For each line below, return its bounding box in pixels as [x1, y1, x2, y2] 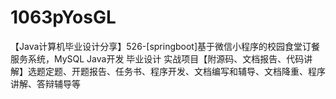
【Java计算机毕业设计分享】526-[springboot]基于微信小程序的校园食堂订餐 [10, 40, 321, 52]
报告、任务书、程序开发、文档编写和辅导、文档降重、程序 [88, 65, 326, 77]
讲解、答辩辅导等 [10, 77, 81, 90]
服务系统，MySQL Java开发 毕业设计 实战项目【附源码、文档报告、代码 [10, 52, 305, 65]
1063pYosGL [10, 6, 117, 29]
